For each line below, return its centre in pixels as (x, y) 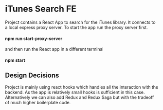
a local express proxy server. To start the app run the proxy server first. (76, 27)
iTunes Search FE (41, 9)
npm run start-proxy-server (34, 38)
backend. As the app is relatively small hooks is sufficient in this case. (75, 92)
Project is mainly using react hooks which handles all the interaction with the (82, 87)
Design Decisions (32, 76)
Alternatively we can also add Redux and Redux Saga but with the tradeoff (80, 97)
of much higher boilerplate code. (38, 102)
